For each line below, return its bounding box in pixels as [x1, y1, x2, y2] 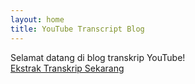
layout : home [10, 14, 65, 25]
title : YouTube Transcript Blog [10, 24, 145, 34]
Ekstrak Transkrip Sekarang [10, 62, 125, 74]
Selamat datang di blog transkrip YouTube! [10, 51, 186, 63]
